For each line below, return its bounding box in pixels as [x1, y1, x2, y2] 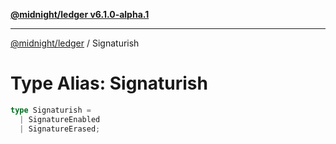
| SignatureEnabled [19, 114, 101, 124]
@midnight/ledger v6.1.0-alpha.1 [10, 9, 150, 20]
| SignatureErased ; [19, 124, 101, 134]
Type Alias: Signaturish [10, 72, 208, 95]
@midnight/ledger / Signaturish [10, 37, 140, 49]
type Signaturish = [10, 105, 92, 115]
